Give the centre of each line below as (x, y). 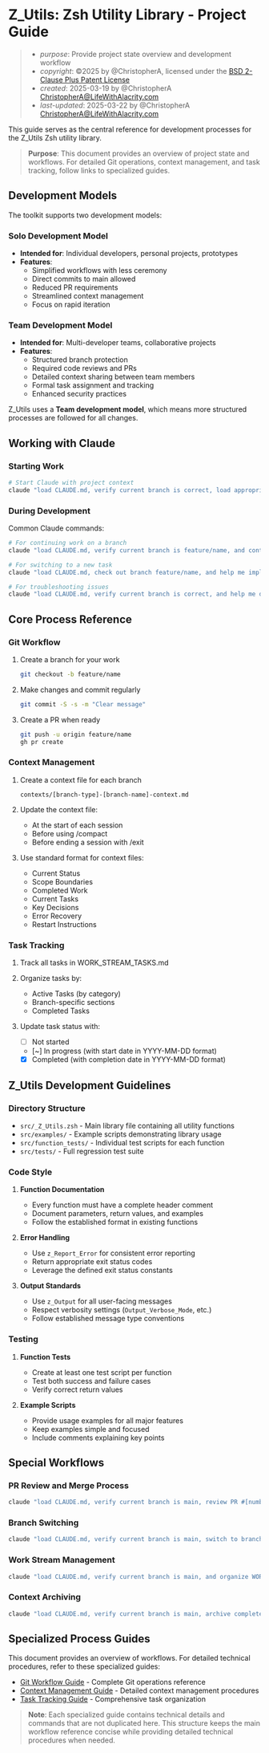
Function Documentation (62, 1190)
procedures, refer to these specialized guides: (84, 1666)
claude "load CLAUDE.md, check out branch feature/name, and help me (127, 572)
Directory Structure (47, 1108)
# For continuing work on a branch (68, 543)
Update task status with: (60, 1027)
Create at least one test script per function (102, 1372)
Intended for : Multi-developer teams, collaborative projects (118, 343)
